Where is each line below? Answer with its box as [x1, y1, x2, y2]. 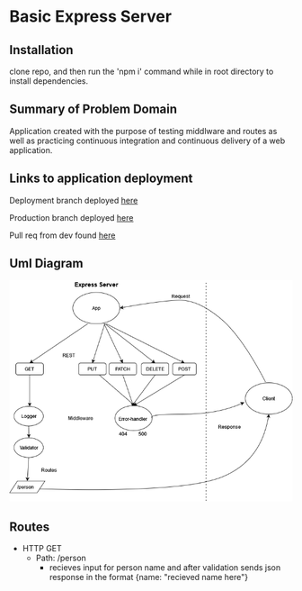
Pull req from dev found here [9, 230, 116, 241]
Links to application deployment [9, 171, 193, 186]
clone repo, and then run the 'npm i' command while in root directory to [9, 66, 274, 77]
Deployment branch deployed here [9, 195, 138, 205]
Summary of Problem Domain [9, 102, 178, 117]
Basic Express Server [9, 6, 173, 27]
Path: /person [35, 552, 87, 564]
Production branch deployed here [9, 212, 134, 223]
